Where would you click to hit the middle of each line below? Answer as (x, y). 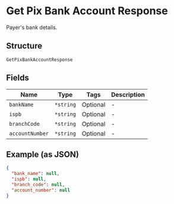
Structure (24, 46)
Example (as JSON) (42, 154)
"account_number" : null (41, 190)
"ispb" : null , (29, 179)
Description (128, 94)
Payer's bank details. (32, 27)
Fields (18, 78)
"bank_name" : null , (36, 174)
